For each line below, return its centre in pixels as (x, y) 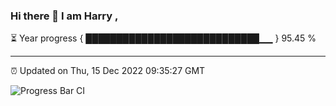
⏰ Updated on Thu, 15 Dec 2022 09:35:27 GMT (108, 71)
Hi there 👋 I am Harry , (64, 16)
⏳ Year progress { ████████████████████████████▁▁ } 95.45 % (163, 38)
